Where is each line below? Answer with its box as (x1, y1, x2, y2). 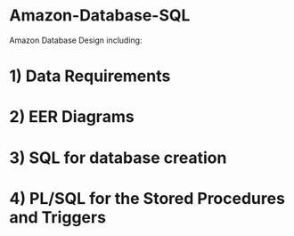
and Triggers (9, 207, 107, 227)
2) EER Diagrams (9, 107, 135, 127)
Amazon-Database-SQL (9, 5, 191, 26)
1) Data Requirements (9, 66, 171, 86)
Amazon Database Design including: (9, 35, 143, 45)
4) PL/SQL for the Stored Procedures (9, 188, 285, 208)
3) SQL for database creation (9, 148, 227, 167)
